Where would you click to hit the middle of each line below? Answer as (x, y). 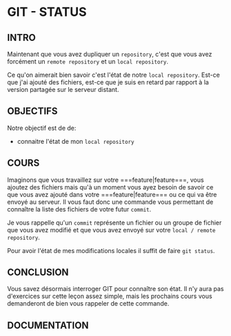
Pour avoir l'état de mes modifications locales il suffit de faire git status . (111, 250)
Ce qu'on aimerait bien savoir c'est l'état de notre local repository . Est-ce (114, 75)
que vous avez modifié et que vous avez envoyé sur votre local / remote (111, 230)
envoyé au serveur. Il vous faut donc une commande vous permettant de (110, 202)
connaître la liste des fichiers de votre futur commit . (79, 209)
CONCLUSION (38, 273)
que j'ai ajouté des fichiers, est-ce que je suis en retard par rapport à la (108, 82)
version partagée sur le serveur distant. (63, 90)
